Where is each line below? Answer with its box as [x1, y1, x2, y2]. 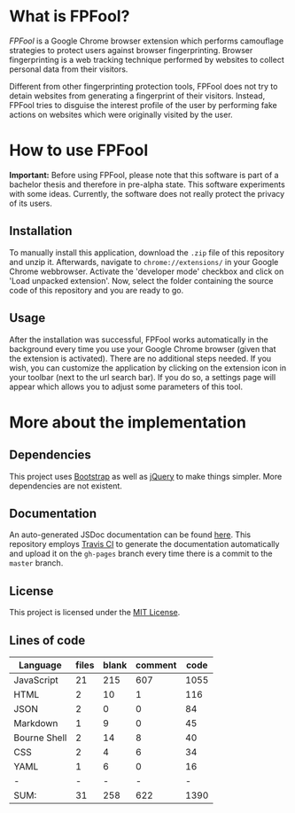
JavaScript [13, 674, 59, 686]
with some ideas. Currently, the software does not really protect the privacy [9, 188, 285, 199]
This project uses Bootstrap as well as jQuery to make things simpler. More [9, 471, 283, 481]
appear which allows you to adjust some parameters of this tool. [9, 381, 244, 392]
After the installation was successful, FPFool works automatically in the [9, 334, 268, 345]
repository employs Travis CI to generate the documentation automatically [9, 539, 280, 550]
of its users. [9, 198, 53, 208]
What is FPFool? [9, 6, 130, 27]
